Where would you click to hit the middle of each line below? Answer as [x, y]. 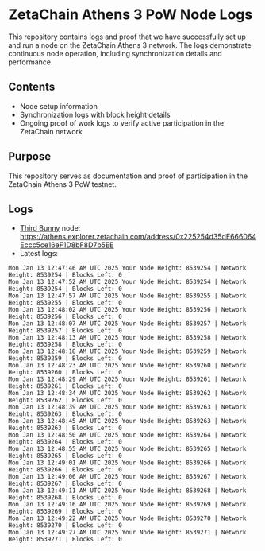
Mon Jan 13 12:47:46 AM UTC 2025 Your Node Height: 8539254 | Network [127, 268]
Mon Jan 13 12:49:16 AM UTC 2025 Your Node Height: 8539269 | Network [127, 505]
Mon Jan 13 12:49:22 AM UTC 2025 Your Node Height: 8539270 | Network [127, 518]
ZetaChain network [51, 131]
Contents [32, 87]
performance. [31, 62]
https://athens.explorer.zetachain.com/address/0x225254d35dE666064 [138, 237]
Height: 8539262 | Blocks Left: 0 [65, 400]
